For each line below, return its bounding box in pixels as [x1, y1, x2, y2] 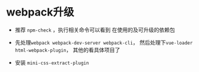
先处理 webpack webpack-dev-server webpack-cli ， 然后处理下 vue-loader [14, 39, 193, 46]
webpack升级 [6, 5, 74, 19]
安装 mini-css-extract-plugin [14, 59, 89, 66]
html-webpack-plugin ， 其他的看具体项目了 [14, 46, 120, 54]
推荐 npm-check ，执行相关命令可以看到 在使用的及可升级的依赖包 [14, 26, 176, 33]
